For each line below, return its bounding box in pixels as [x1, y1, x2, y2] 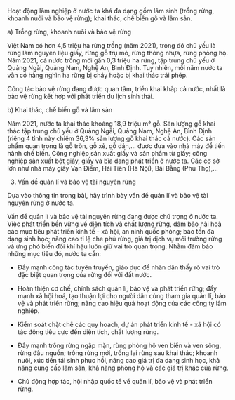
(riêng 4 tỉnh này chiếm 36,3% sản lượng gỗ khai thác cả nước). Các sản [7, 134, 216, 142]
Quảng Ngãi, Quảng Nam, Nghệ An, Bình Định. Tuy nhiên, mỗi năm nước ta [7, 64, 223, 72]
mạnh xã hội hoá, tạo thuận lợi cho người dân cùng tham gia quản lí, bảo [17, 292, 227, 300]
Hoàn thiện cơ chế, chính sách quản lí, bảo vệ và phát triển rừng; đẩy [17, 284, 217, 293]
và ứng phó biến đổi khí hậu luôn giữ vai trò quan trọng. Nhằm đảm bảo [7, 242, 213, 251]
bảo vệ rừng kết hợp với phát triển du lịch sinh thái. [7, 92, 154, 100]
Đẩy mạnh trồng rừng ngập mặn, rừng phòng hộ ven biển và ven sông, [17, 341, 222, 349]
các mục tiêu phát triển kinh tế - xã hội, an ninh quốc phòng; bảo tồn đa [7, 227, 215, 235]
